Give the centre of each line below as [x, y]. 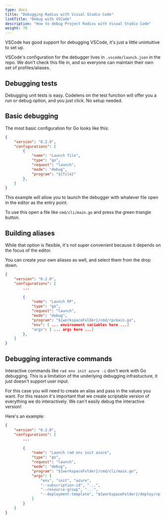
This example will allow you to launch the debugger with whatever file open [82, 197]
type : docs [16, 10]
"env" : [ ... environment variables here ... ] [80, 325]
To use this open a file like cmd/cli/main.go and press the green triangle [78, 212]
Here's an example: [25, 416]
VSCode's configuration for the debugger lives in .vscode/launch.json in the [83, 57]
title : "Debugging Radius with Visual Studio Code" [59, 14]
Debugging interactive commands [59, 358]
